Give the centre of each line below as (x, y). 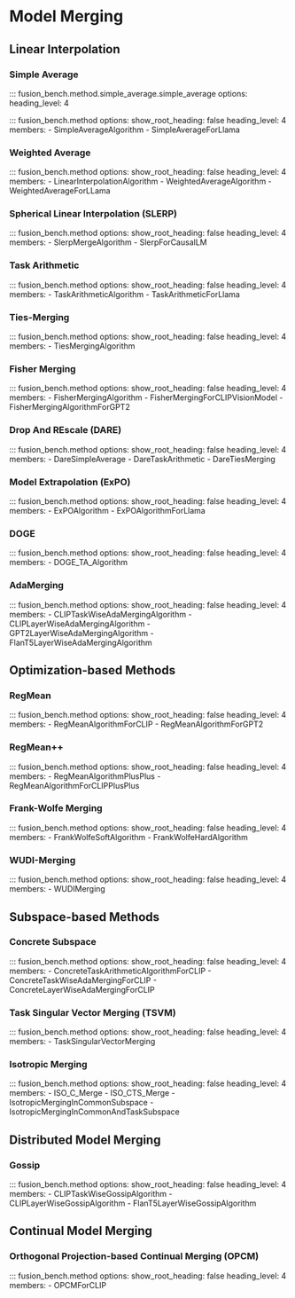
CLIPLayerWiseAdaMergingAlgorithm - (80, 624)
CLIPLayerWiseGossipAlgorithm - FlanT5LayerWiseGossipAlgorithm (133, 1203)
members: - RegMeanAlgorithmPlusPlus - (85, 776)
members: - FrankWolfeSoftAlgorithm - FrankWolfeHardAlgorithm (128, 837)
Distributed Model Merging (85, 1140)
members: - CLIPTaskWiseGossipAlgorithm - (91, 1194)
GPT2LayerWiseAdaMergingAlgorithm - (82, 633)
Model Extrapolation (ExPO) (70, 482)
